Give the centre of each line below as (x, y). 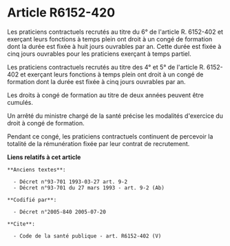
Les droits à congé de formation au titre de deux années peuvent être (106, 95)
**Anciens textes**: (37, 170)
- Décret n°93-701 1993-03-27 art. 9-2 (71, 182)
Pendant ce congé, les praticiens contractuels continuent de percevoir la (110, 136)
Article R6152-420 (61, 13)
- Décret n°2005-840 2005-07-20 (60, 212)
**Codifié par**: (32, 200)
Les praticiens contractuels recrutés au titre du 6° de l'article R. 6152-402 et (115, 32)
